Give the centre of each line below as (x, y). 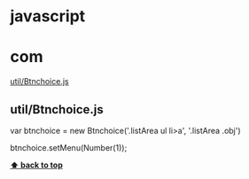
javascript (48, 16)
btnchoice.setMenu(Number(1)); (69, 147)
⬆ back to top (36, 165)
